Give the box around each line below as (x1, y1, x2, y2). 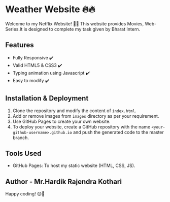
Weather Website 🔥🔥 (5, 4, 95, 15)
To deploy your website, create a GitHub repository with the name (12, 123, 151, 130)
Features (5, 41, 34, 49)
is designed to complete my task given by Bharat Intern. (23, 26, 141, 32)
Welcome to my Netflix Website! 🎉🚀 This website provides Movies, (5, 20, 144, 26)
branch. (12, 134, 29, 141)
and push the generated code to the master (73, 129, 164, 135)
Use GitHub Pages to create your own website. (12, 118, 111, 124)
